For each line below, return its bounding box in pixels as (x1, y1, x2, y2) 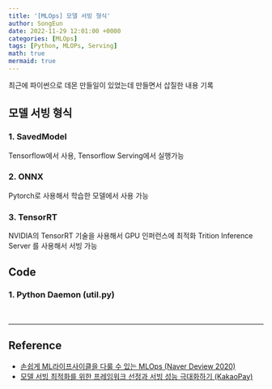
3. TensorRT (8, 212, 58, 223)
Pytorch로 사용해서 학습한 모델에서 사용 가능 (8, 190, 149, 200)
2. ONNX (8, 171, 44, 182)
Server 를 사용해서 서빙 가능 (8, 241, 98, 251)
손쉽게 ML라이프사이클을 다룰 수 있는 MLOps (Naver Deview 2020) (19, 361, 236, 371)
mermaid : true (8, 58, 57, 66)
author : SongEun (8, 19, 63, 28)
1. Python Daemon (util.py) (8, 289, 115, 301)
